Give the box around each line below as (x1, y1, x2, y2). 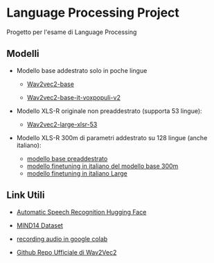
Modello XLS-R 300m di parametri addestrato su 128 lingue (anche (16, 133, 208, 142)
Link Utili (6, 189, 45, 201)
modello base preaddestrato (26, 154, 108, 162)
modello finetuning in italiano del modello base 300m (26, 162, 179, 170)
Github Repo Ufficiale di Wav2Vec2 (16, 248, 117, 256)
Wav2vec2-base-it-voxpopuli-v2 (26, 93, 121, 101)
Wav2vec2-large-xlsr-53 (26, 120, 98, 128)
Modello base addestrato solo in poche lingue (16, 66, 148, 74)
